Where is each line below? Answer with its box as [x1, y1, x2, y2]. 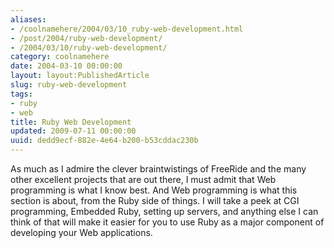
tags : [10, 89, 33, 99]
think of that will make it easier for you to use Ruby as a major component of [10, 216, 325, 228]
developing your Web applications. [10, 227, 153, 238]
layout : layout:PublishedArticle [10, 71, 150, 81]
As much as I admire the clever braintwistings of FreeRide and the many [10, 163, 307, 175]
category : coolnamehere [10, 52, 110, 62]
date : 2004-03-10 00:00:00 [10, 61, 123, 71]
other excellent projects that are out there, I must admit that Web [10, 174, 277, 185]
